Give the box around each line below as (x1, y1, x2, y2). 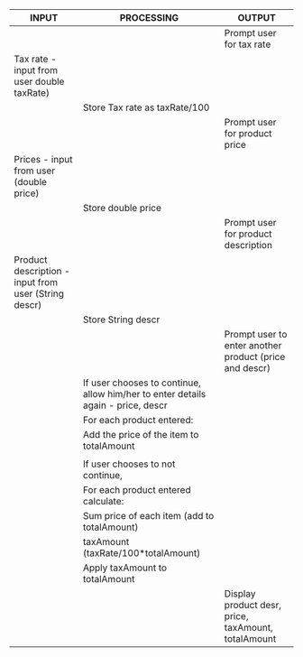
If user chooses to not (82, 458, 176, 470)
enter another (224, 339, 282, 351)
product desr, (224, 599, 282, 611)
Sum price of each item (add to (82, 510, 215, 522)
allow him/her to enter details (82, 388, 207, 400)
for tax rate (224, 38, 271, 51)
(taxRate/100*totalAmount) (82, 547, 201, 559)
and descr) (224, 362, 271, 374)
